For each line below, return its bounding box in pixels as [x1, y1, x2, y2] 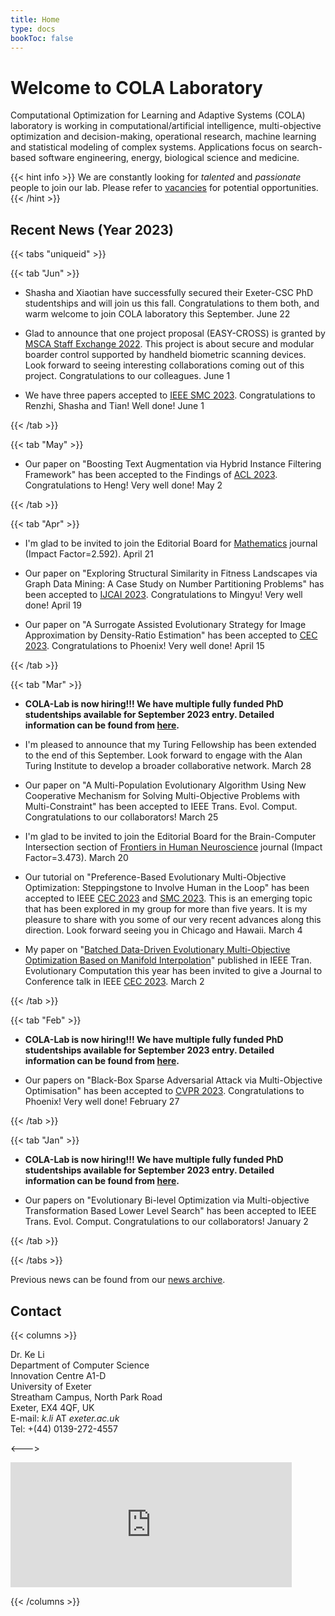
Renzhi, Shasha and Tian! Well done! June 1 [24, 400, 205, 412]
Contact [10, 1302, 62, 1320]
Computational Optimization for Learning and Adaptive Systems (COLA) [10, 109, 306, 121]
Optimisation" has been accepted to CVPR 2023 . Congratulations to [24, 1085, 305, 1097]
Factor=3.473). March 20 [24, 852, 129, 864]
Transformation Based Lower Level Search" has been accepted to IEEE [24, 1205, 317, 1217]
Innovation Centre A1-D [10, 1369, 107, 1381]
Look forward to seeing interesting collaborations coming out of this [24, 359, 305, 371]
